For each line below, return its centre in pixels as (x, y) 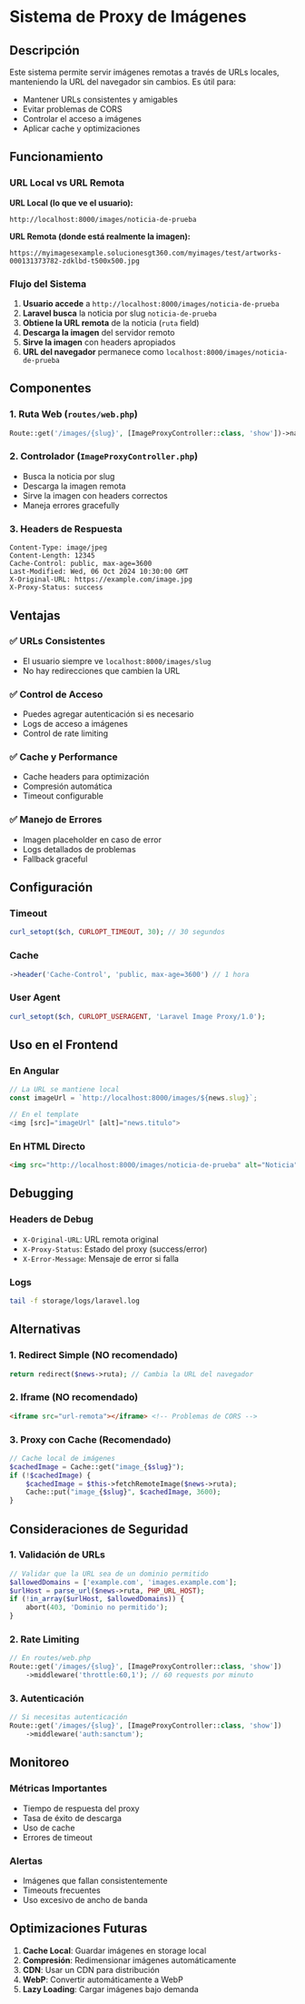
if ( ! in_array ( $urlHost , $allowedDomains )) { (97, 1599)
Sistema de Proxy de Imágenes (128, 17)
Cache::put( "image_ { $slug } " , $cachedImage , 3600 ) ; (123, 1492)
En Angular (34, 1071)
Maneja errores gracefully (71, 505)
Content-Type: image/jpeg (58, 548)
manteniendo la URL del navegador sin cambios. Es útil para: (123, 82)
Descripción (44, 50)
